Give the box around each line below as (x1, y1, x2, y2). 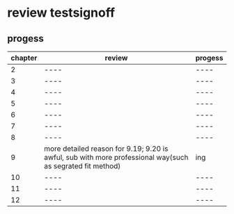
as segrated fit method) (44, 161, 121, 171)
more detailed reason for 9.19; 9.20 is (44, 144, 169, 154)
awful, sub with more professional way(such (44, 153, 189, 162)
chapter (10, 53, 38, 63)
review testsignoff (7, 5, 116, 21)
